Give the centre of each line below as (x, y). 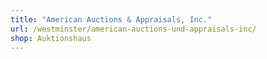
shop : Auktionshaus (51, 38)
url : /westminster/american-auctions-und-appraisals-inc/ (133, 29)
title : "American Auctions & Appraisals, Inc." (111, 19)
